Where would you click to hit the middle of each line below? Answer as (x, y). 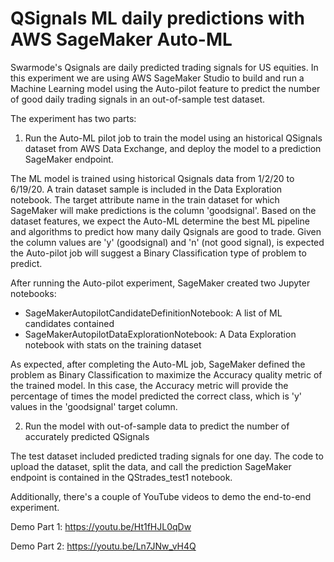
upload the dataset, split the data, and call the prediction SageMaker (151, 466)
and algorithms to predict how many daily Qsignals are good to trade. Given (166, 231)
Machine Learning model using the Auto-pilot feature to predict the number (165, 88)
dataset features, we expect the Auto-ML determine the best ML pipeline (160, 221)
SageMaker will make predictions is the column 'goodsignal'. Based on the (163, 210)
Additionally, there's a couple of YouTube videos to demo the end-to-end (161, 496)
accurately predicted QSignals (87, 436)
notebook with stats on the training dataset (113, 344)
